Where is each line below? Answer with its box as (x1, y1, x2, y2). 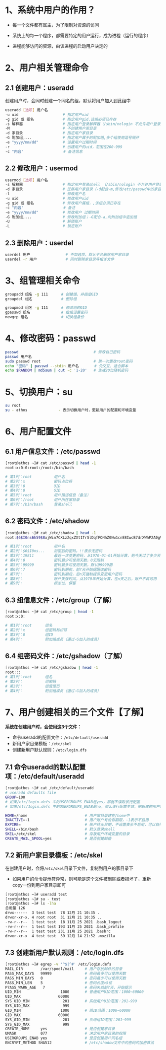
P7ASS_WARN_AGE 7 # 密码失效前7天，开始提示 (5, 985, 132, 990)
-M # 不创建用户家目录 (5, 126, 97, 131)
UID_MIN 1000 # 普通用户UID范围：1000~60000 (5, 989, 144, 994)
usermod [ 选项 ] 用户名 (5, 177, 48, 183)
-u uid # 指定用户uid (5, 112, 89, 117)
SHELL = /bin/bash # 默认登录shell (5, 827, 115, 832)
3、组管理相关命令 (5, 275, 81, 286)
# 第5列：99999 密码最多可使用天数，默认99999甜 (5, 562, 113, 567)
